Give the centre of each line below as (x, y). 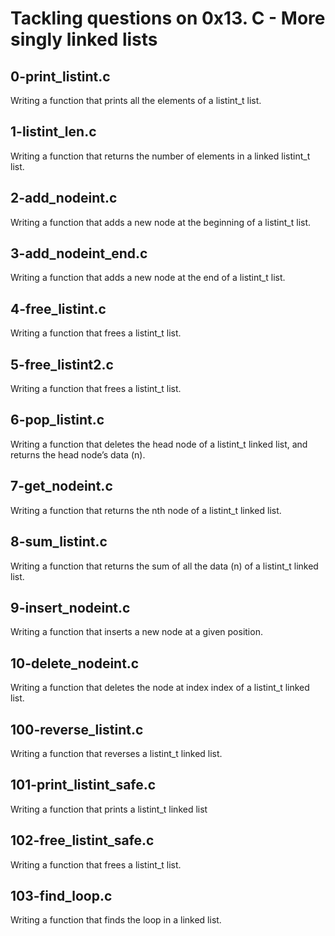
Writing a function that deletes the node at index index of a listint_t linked (160, 688)
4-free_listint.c (58, 308)
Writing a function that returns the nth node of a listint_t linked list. (146, 510)
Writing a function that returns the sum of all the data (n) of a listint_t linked (164, 566)
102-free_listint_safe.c (82, 840)
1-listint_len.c (53, 132)
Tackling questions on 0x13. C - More (168, 18)
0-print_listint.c (60, 76)
